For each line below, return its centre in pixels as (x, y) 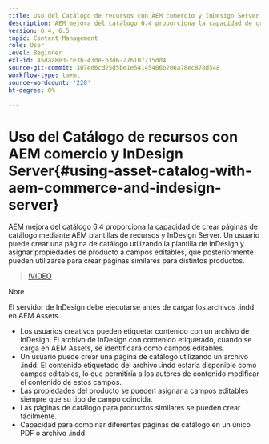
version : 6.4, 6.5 (39, 30)
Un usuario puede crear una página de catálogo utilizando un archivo (134, 357)
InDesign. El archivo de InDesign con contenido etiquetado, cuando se (136, 340)
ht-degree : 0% (32, 90)
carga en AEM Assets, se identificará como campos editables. (122, 348)
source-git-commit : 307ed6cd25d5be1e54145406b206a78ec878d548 (114, 68)
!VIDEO (40, 276)
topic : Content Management (53, 38)
